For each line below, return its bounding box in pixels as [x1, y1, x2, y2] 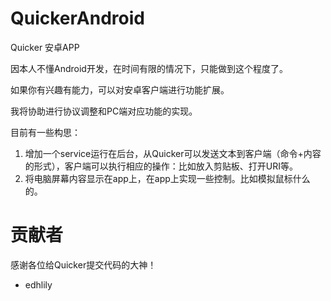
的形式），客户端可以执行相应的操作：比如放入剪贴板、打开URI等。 [24, 160, 298, 172]
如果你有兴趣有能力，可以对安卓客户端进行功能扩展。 [10, 83, 230, 96]
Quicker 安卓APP [10, 41, 80, 53]
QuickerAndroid [10, 7, 145, 30]
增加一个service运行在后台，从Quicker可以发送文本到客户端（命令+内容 [24, 147, 322, 159]
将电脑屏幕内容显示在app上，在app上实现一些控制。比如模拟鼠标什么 [24, 172, 311, 184]
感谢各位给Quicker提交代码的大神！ [10, 258, 157, 271]
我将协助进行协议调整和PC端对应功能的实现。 [10, 105, 198, 117]
